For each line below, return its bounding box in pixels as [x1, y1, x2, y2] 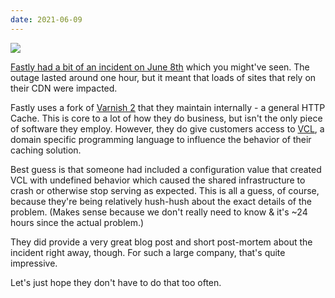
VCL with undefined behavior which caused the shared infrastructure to [10, 174, 306, 186]
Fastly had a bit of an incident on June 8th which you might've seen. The [10, 61, 310, 73]
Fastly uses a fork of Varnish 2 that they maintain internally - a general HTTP [10, 101, 326, 113]
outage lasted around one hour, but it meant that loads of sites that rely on [10, 71, 317, 83]
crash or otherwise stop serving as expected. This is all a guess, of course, [10, 184, 320, 196]
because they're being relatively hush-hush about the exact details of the [10, 195, 312, 207]
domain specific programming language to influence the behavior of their [10, 133, 312, 145]
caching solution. [10, 144, 82, 156]
